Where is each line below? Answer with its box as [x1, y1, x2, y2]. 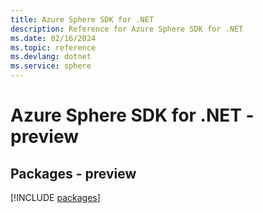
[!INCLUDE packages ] [10, 192, 101, 203]
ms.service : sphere [10, 61, 92, 71]
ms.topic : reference [10, 42, 97, 53]
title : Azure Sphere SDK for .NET [10, 14, 155, 25]
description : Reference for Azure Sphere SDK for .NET [10, 24, 244, 34]
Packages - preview [10, 165, 137, 182]
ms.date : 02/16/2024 [10, 33, 97, 43]
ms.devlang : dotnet [10, 52, 92, 62]
